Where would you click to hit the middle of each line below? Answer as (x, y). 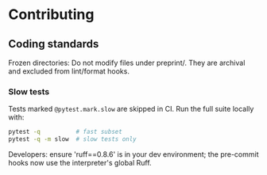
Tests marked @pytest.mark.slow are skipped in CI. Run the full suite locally (131, 109)
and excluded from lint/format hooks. (69, 71)
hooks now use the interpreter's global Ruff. (80, 163)
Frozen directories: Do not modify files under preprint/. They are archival (127, 63)
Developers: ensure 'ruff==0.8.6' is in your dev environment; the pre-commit (134, 154)
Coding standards (54, 44)
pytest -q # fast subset (66, 132)
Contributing (51, 15)
